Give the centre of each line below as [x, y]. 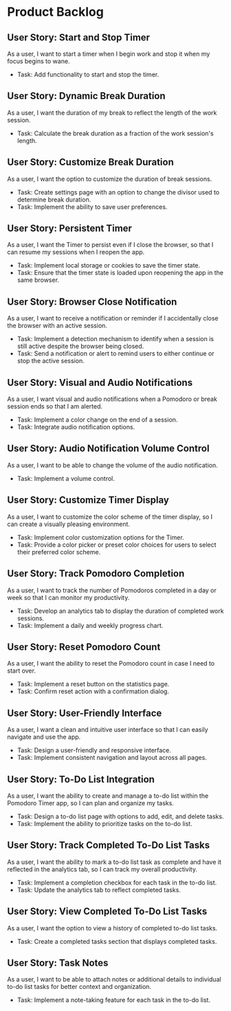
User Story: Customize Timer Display [88, 500]
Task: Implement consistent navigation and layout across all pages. [112, 758]
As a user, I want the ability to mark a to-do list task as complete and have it [114, 862]
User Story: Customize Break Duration [90, 162]
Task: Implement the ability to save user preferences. [92, 206]
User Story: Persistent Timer [70, 229]
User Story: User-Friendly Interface [85, 713]
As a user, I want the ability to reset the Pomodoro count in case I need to [111, 664]
